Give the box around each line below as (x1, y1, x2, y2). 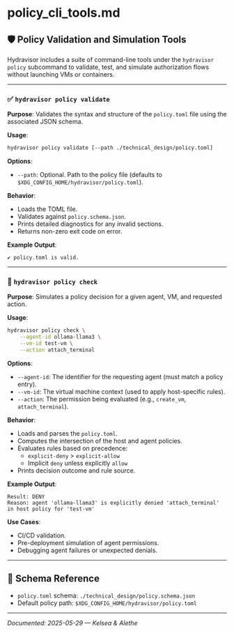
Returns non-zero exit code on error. (17, 227, 123, 236)
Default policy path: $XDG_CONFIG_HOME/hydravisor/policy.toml (17, 598, 197, 607)
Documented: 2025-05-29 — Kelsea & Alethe (7, 618, 138, 627)
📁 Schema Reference (7, 573, 100, 585)
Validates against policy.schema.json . (17, 213, 127, 221)
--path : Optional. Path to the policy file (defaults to (17, 171, 162, 179)
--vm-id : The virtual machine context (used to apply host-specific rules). (17, 387, 226, 395)
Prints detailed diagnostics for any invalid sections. (17, 220, 164, 228)
